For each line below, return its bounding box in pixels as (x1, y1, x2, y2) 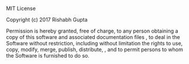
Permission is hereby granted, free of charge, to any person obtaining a (6, 27, 178, 34)
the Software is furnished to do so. (6, 52, 90, 59)
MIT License (6, 5, 36, 12)
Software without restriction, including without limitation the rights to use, (6, 40, 183, 47)
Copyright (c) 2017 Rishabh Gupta (6, 16, 88, 23)
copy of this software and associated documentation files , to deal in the (6, 34, 180, 40)
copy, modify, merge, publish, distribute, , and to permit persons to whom (6, 46, 183, 53)
